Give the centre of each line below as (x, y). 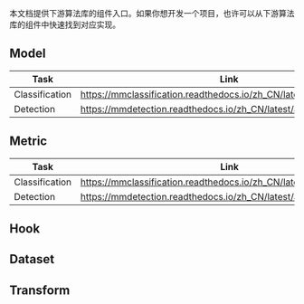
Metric (28, 142)
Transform (40, 290)
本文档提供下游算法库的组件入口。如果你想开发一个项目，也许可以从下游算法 (152, 13)
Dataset (32, 259)
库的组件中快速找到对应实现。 (65, 24)
